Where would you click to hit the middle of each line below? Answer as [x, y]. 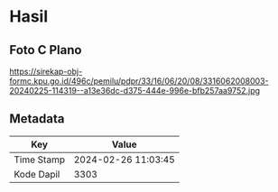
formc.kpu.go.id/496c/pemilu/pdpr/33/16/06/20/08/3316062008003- [139, 81]
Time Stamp [40, 160]
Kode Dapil [37, 174]
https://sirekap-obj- [46, 71]
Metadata [37, 119]
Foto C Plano [46, 50]
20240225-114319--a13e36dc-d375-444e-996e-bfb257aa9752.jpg [134, 91]
